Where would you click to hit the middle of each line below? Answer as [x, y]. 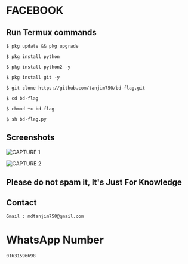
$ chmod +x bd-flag [30, 109]
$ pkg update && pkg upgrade [42, 46]
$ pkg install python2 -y [38, 67]
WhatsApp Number [55, 240]
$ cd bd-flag [22, 99]
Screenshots [30, 138]
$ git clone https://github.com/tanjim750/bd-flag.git [76, 88]
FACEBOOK [35, 10]
